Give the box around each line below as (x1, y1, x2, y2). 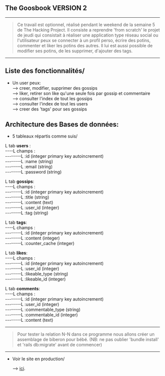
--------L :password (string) (5, 169, 62, 175)
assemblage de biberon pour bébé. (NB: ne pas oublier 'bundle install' (17, 337, 159, 342)
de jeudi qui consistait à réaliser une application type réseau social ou (17, 32, 159, 38)
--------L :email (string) (5, 164, 53, 170)
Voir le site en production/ (12, 356, 65, 362)
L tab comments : (5, 286, 40, 292)
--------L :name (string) (5, 159, 53, 165)
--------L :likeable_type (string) (5, 271, 69, 277)
